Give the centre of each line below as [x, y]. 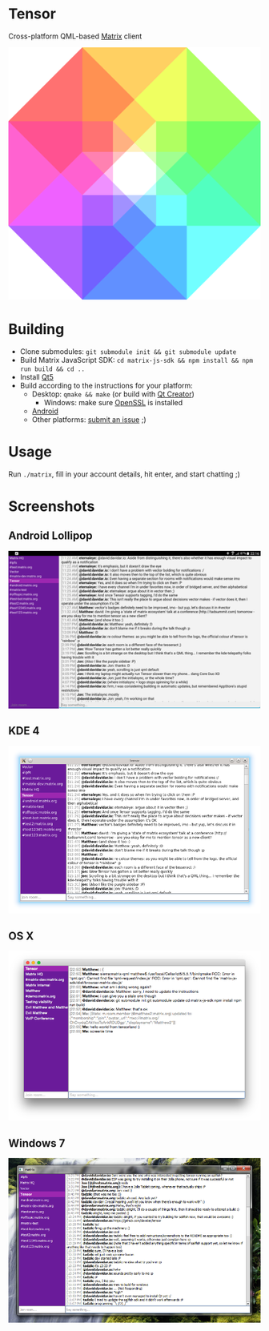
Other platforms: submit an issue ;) [89, 419]
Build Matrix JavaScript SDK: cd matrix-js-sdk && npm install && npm [137, 360]
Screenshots [52, 506]
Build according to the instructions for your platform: [106, 385]
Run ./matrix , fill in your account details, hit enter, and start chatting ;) [124, 474]
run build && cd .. [52, 369]
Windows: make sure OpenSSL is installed [113, 402]
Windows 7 [37, 1143]
